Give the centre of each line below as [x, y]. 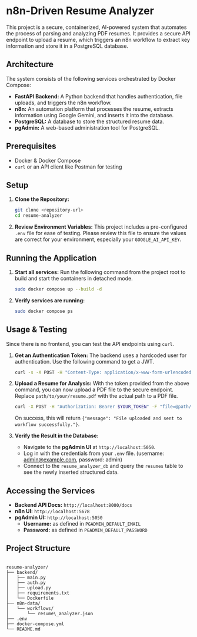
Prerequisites [31, 146]
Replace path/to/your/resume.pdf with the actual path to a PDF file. [96, 396]
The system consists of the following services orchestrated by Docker [91, 78]
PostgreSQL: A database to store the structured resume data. [89, 121]
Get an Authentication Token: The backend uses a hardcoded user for [101, 355]
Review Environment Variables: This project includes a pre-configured [101, 227]
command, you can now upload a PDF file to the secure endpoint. [94, 390]
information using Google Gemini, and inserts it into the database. [94, 115]
